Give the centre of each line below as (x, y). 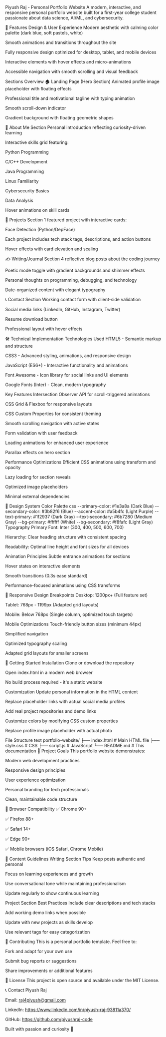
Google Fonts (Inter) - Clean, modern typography (56, 385)
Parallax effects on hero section (38, 452)
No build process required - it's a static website (54, 682)
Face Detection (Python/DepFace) (40, 230)
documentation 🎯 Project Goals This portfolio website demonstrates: (75, 751)
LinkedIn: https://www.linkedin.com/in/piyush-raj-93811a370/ (68, 1010)
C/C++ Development (26, 162)
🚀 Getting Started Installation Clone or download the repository (70, 663)
